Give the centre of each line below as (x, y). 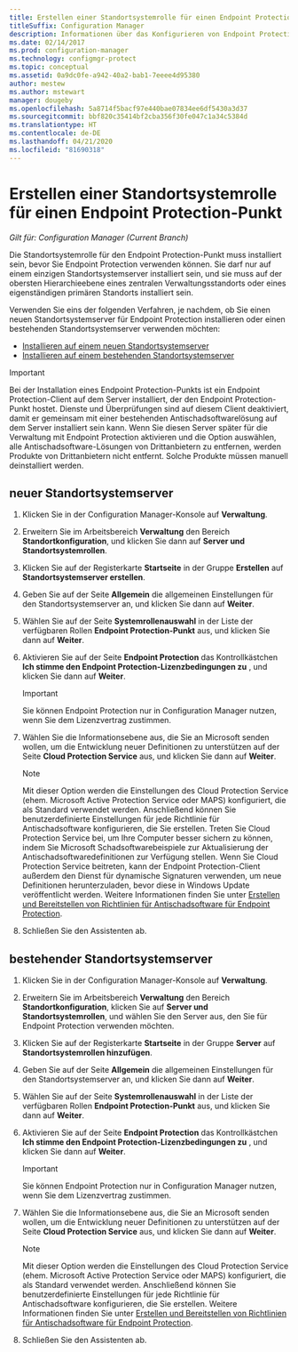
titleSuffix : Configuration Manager (77, 26)
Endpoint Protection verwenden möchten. (98, 1026)
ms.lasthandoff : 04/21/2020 (61, 141)
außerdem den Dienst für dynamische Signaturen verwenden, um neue (152, 876)
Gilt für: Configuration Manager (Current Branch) (99, 237)
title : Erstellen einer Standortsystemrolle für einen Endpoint (130, 17)
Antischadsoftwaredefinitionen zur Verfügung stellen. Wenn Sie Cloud (150, 857)
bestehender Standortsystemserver (111, 958)
